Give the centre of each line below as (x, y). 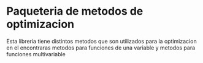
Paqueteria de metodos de (75, 11)
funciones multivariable (36, 54)
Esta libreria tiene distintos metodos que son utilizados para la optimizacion (102, 41)
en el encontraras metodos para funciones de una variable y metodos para (101, 48)
